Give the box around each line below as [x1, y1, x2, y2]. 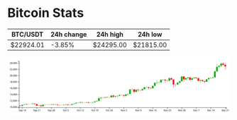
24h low [137, 30, 162, 39]
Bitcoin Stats [7, 5, 84, 21]
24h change [50, 30, 87, 39]
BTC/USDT [11, 30, 44, 39]
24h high [96, 30, 124, 39]
